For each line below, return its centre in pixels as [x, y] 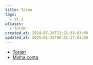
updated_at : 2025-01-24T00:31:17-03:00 [47, 38]
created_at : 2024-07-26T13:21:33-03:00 [47, 33]
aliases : [14, 24]
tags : [11, 14]
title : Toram [19, 10]
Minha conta [25, 57]
